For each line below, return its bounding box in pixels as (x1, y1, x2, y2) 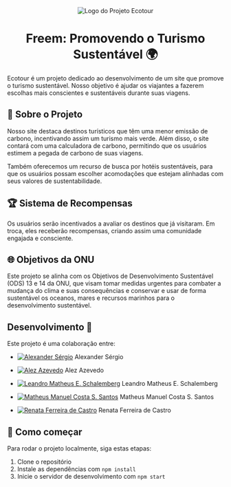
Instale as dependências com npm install (16, 465, 136, 473)
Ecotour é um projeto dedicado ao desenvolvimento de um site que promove (7, 74, 224, 82)
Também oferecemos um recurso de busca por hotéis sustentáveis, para (7, 162, 213, 171)
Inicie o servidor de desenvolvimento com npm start (16, 473, 166, 480)
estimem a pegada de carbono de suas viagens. (7, 149, 144, 157)
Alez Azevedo (65, 366, 104, 374)
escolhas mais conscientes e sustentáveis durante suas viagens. (7, 89, 190, 97)
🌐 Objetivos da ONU (7, 254, 95, 266)
